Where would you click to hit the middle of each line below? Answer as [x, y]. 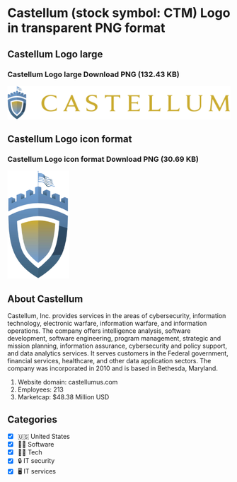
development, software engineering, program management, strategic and [114, 339]
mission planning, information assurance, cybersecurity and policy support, [117, 346]
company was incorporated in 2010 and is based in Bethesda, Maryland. [112, 368]
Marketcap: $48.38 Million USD [63, 397]
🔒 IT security [36, 461]
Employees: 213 [40, 389]
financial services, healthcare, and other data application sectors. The [109, 361]
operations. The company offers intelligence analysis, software [99, 331]
